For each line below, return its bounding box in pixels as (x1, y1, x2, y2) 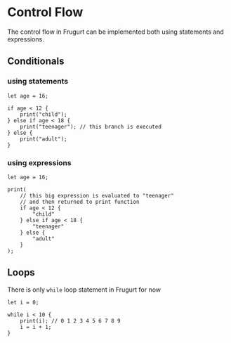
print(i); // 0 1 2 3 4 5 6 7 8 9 (20, 317, 121, 324)
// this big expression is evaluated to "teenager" (20, 192, 174, 199)
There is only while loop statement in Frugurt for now (7, 285, 161, 294)
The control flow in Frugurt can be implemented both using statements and (7, 27, 225, 36)
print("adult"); (20, 135, 68, 143)
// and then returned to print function (20, 198, 140, 205)
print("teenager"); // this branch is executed (20, 123, 161, 130)
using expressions (7, 157, 72, 167)
